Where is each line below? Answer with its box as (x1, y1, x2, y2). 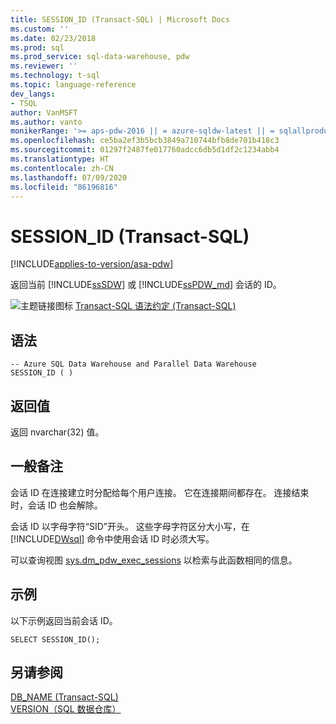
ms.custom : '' (10, 24, 70, 34)
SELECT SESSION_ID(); (10, 634, 101, 645)
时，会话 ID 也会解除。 (10, 499, 103, 511)
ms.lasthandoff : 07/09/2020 (10, 172, 128, 183)
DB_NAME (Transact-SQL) (10, 691, 119, 703)
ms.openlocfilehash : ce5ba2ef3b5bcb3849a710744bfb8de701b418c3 (10, 136, 280, 146)
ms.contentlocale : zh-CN (10, 163, 114, 173)
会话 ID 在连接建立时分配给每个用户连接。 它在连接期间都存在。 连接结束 (10, 486, 310, 498)
